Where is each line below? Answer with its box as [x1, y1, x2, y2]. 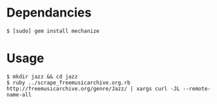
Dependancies [6, 5, 92, 21]
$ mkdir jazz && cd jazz [6, 73, 78, 80]
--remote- [182, 85, 211, 92]
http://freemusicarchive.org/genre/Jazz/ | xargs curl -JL [6, 85, 180, 92]
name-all [6, 91, 32, 98]
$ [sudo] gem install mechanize [6, 28, 100, 34]
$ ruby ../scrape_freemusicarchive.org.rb [6, 79, 131, 86]
